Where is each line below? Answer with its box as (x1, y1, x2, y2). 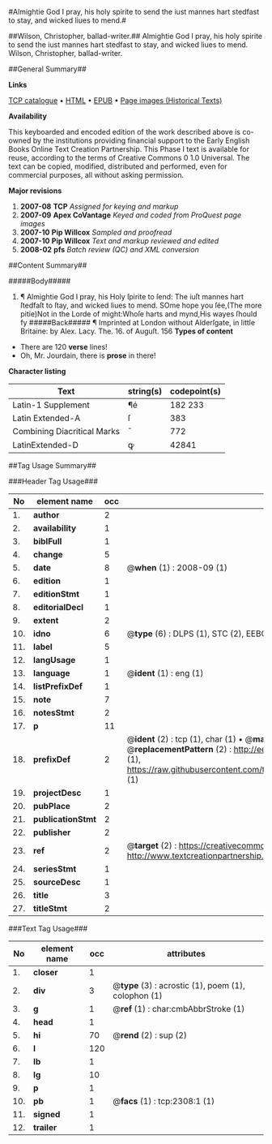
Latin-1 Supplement (12, 399, 91, 411)
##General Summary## (8, 64, 87, 74)
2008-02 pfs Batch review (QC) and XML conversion (19, 245, 200, 254)
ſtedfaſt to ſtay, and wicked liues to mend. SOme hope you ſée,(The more (19, 300, 262, 310)
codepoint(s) (169, 385, 221, 397)
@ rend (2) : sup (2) (113, 1030, 188, 1041)
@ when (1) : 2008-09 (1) (126, 562, 228, 573)
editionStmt (33, 588, 79, 600)
